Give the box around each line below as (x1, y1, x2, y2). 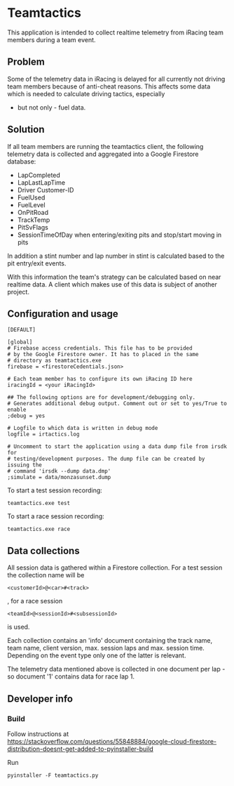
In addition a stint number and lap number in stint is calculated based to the (7, 251, 225, 260)
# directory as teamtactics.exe (7, 357, 102, 365)
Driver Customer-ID (17, 185, 74, 194)
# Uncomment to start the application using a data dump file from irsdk (7, 443, 228, 450)
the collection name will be (7, 571, 85, 579)
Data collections (7, 544, 80, 556)
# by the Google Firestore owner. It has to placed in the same (7, 351, 199, 358)
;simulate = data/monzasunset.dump (7, 474, 111, 481)
